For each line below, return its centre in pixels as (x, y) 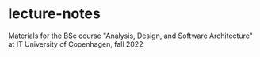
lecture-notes (54, 14)
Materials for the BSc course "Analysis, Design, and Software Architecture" (131, 36)
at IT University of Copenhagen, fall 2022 (76, 44)
